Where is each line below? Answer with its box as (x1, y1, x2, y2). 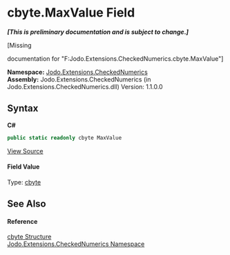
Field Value (7, 162, 40, 171)
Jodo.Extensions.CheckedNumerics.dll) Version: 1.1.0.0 (7, 82, 164, 91)
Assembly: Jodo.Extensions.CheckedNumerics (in (7, 75, 151, 84)
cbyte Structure (7, 233, 52, 241)
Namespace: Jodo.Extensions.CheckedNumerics (7, 68, 148, 76)
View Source (7, 147, 44, 155)
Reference (7, 217, 38, 225)
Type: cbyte (7, 178, 41, 186)
